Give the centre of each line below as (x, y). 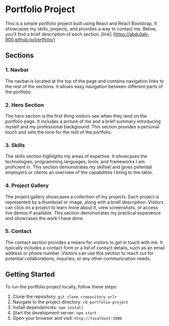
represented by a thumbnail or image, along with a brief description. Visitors (85, 202)
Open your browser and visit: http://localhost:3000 (67, 318)
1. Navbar (17, 70)
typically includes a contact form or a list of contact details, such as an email (85, 247)
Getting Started (30, 275)
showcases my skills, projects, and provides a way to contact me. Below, (81, 28)
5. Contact (18, 231)
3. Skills (15, 145)
